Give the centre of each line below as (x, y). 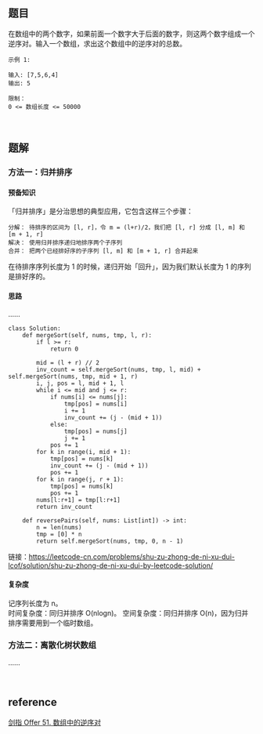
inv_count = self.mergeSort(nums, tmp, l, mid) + (119, 369)
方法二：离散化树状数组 (52, 645)
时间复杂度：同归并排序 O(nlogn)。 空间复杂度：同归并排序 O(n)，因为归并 (128, 612)
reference (32, 702)
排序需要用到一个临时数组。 (53, 623)
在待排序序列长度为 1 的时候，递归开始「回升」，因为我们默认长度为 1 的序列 (130, 267)
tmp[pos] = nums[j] (95, 431)
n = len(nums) (59, 527)
